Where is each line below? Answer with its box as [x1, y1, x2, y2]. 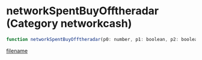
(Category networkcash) [6, 17, 132, 30]
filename [6, 47, 28, 54]
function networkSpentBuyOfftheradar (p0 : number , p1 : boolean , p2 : [6, 36, 179, 42]
